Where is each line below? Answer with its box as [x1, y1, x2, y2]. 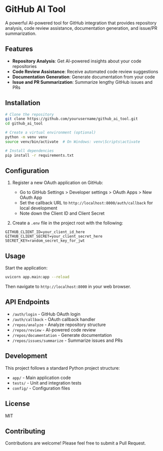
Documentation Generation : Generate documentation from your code [12, 73, 156, 80]
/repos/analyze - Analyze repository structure [12, 322, 106, 327]
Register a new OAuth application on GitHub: [12, 180, 103, 186]
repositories [12, 63, 37, 69]
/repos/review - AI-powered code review [12, 326, 96, 333]
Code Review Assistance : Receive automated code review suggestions [12, 68, 159, 74]
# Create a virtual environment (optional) [5, 130, 96, 135]
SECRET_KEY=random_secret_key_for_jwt [5, 238, 85, 244]
